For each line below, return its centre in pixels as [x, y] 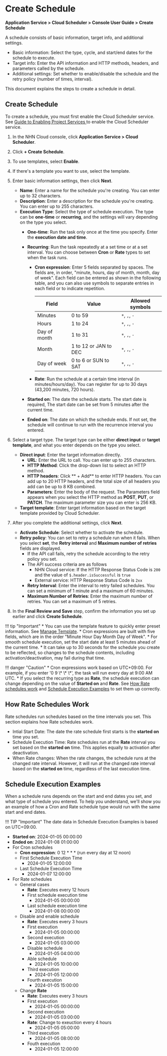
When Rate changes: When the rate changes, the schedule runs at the [84, 758]
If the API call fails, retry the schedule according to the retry [88, 553]
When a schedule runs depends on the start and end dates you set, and [79, 796]
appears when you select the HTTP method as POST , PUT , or [90, 497]
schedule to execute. [34, 57]
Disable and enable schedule [49, 916]
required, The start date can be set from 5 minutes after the [88, 404]
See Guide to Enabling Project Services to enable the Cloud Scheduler [77, 122]
